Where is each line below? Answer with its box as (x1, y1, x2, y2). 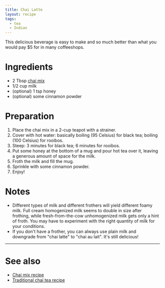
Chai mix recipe (12, 272, 44, 278)
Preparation (5, 111, 55, 122)
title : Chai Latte (5, 7, 43, 12)
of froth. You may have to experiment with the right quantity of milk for (12, 218, 155, 224)
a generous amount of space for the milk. (12, 153, 96, 159)
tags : (5, 16, 16, 21)
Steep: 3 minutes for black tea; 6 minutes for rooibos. (12, 143, 120, 148)
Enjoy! (12, 169, 25, 175)
